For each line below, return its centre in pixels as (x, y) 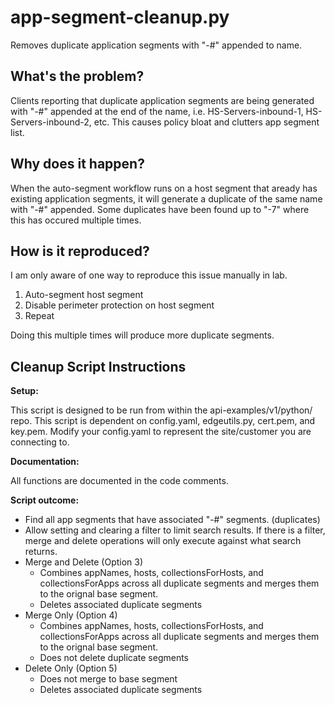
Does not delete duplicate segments (114, 658)
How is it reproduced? (80, 251)
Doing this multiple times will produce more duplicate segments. (142, 335)
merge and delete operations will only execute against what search (163, 541)
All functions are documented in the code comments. (119, 481)
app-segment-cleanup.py (120, 17)
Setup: (24, 391)
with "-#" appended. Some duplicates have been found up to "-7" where (160, 209)
